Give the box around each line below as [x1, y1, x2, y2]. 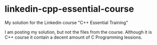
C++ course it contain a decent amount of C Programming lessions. [4, 34, 143, 40]
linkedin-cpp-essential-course [4, 3, 134, 15]
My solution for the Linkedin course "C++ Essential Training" [4, 20, 128, 25]
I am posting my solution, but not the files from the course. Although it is [4, 29, 152, 35]
